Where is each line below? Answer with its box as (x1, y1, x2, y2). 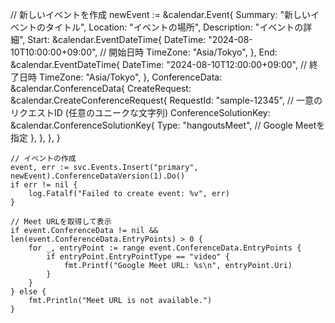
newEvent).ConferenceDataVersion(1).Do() (10, 171, 186, 181)
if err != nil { (10, 180, 78, 190)
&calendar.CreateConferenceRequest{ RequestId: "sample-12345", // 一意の (10, 94, 323, 106)
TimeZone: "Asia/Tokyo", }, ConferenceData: (38, 71, 223, 83)
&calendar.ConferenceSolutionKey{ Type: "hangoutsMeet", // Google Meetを (10, 119, 326, 131)
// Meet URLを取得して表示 (10, 217, 112, 227)
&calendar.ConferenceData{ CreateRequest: (10, 83, 192, 94)
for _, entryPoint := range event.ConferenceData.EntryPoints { (28, 243, 302, 253)
